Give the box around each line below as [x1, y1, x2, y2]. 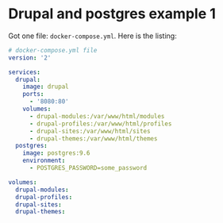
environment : [22, 156, 66, 165]
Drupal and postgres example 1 [8, 5, 217, 23]
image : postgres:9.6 [22, 149, 90, 157]
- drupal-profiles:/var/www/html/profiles [29, 120, 172, 128]
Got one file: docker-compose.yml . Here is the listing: [8, 31, 177, 40]
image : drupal [22, 83, 69, 91]
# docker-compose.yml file [8, 46, 98, 54]
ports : [22, 90, 44, 98]
